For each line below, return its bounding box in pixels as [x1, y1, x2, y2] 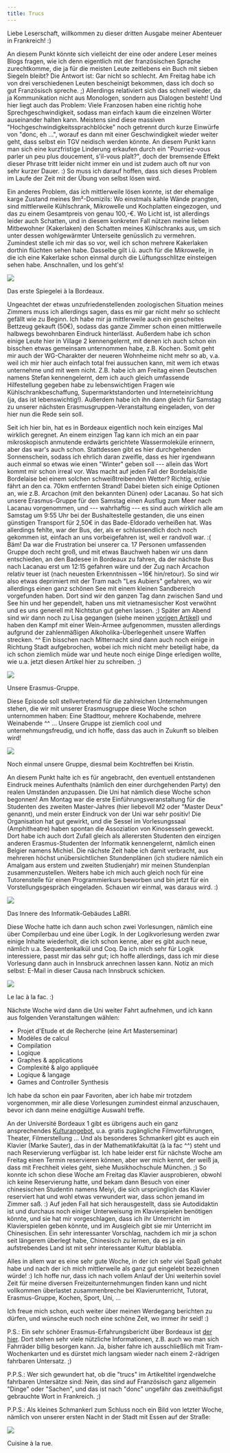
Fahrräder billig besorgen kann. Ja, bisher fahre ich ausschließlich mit [7, 1342, 205, 1350]
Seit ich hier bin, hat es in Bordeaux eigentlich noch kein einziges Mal [7, 423, 203, 431]
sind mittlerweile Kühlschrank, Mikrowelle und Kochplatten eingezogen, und [7, 202, 222, 210]
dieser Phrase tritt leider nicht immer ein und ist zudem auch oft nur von [7, 159, 211, 167]
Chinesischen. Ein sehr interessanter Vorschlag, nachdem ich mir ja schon [7, 1229, 217, 1237]
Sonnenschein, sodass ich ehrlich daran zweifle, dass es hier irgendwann [7, 452, 215, 461]
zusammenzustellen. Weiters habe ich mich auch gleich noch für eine [7, 868, 204, 877]
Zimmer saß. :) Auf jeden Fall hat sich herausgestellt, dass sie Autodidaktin [7, 1200, 218, 1208]
